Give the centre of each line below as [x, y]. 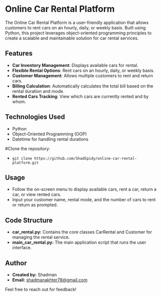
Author [16, 263]
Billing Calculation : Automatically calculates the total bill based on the [83, 86]
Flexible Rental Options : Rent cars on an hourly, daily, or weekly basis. [83, 70]
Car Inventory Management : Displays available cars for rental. [75, 65]
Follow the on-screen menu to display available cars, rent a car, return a [84, 190]
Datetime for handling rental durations [50, 139]
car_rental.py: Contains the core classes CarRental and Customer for [82, 232]
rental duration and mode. [38, 91]
